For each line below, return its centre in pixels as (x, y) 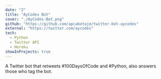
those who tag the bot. (29, 71)
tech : (11, 33)
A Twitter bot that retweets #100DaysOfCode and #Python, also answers (81, 66)
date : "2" (16, 10)
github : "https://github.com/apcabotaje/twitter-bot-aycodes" (72, 24)
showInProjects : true (28, 51)
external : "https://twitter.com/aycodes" (49, 28)
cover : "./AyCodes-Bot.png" (35, 19)
